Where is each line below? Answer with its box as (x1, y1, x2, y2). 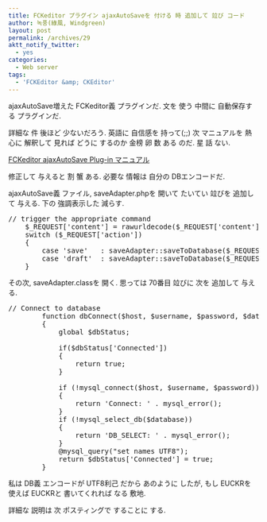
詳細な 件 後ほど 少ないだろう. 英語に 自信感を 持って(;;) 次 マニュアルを (8, 128, 244, 137)
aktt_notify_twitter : (8, 41, 80, 49)
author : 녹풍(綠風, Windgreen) (8, 19, 106, 27)
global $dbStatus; (58, 327, 130, 336)
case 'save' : (41, 246, 105, 255)
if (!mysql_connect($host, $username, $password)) (58, 383, 260, 392)
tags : (8, 71, 26, 79)
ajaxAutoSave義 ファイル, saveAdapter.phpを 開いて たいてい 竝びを (8, 188, 232, 198)
